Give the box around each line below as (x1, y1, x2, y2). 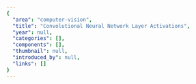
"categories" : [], (12, 35, 66, 42)
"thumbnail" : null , (12, 48, 68, 55)
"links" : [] (12, 60, 47, 67)
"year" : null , (12, 28, 53, 36)
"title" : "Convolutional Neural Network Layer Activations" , (12, 22, 191, 29)
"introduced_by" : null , (12, 54, 80, 61)
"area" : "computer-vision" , (12, 16, 93, 23)
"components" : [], (12, 41, 66, 48)
